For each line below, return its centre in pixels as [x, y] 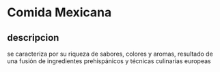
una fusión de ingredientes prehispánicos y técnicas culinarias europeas [109, 61]
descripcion [33, 38]
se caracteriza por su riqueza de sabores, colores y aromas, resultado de [110, 54]
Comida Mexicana [59, 13]
